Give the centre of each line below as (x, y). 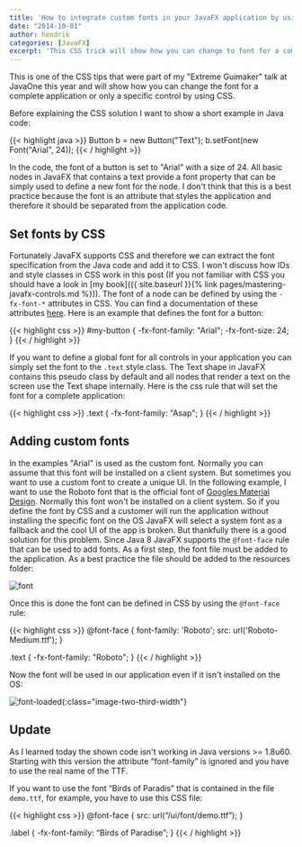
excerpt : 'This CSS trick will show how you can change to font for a (144, 51)
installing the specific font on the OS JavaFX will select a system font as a (146, 520)
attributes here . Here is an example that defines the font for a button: (137, 312)
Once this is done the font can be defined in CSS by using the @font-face (145, 603)
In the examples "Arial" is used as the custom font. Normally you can (136, 463)
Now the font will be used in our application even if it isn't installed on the (145, 674)
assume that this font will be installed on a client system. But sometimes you (151, 473)
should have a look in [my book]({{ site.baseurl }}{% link (114, 284)
